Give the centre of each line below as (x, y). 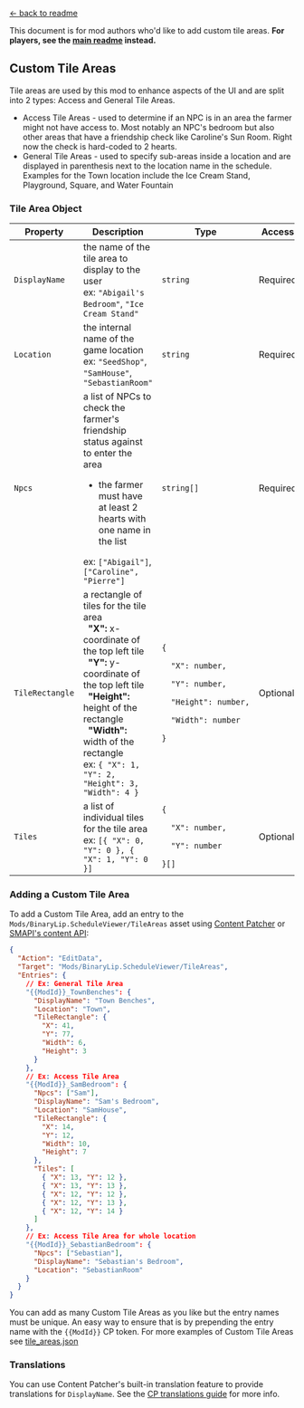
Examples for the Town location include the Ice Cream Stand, (136, 175)
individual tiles (114, 818)
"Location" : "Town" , (72, 1009)
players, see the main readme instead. (83, 40)
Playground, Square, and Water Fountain (98, 185)
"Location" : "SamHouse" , (80, 1110)
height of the (110, 708)
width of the (109, 742)
